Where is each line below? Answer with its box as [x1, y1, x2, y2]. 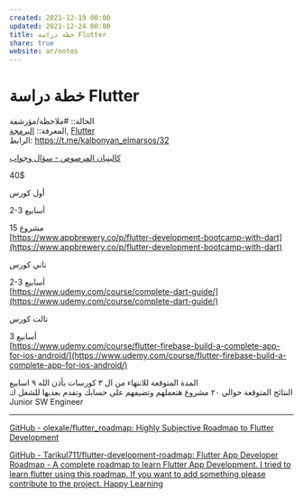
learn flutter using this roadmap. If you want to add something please [9, 469, 266, 480]
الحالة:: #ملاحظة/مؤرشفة [9, 116, 95, 127]
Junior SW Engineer [9, 397, 84, 408]
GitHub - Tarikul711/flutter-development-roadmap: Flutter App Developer [9, 449, 279, 461]
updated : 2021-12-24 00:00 [9, 22, 111, 31]
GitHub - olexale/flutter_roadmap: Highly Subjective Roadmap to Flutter [9, 422, 275, 434]
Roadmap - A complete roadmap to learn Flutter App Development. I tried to [9, 459, 291, 470]
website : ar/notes [9, 47, 78, 56]
